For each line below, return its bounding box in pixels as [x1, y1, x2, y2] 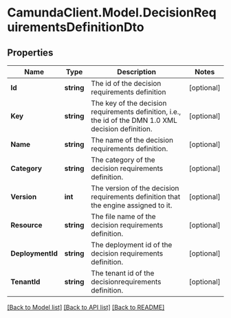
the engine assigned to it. [91, 201, 173, 210]
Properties [7, 47, 54, 58]
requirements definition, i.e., [91, 107, 181, 116]
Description [116, 67, 157, 76]
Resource [10, 220, 43, 229]
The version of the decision [91, 183, 179, 193]
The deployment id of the [91, 240, 173, 249]
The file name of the [91, 212, 156, 221]
